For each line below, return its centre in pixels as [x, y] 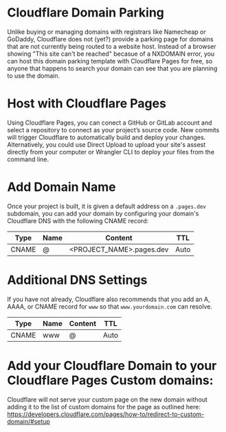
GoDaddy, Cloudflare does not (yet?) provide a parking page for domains [111, 39]
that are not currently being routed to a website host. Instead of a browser [112, 46]
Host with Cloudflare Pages [87, 104]
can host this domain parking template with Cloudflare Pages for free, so [110, 61]
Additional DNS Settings [77, 280]
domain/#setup [29, 421]
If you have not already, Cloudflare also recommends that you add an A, [109, 299]
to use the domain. [34, 75]
